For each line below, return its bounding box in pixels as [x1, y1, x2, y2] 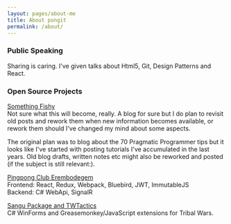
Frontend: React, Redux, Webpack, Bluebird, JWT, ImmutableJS [7, 180, 189, 189]
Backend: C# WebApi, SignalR [7, 188, 93, 196]
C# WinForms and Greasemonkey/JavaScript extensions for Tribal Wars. [7, 209, 214, 217]
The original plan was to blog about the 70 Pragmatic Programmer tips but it [7, 137, 224, 146]
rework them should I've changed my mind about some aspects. [7, 124, 191, 132]
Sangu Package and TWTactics [7, 201, 97, 209]
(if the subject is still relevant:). [7, 160, 95, 168]
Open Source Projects [7, 86, 83, 96]
